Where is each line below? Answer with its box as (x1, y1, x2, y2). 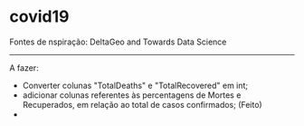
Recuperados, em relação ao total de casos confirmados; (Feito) (22, 99, 262, 110)
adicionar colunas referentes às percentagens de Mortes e (22, 89, 242, 101)
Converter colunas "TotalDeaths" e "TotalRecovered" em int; (22, 80, 249, 91)
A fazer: (9, 62, 39, 73)
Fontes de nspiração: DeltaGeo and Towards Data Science (9, 36, 227, 47)
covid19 (9, 6, 70, 27)
